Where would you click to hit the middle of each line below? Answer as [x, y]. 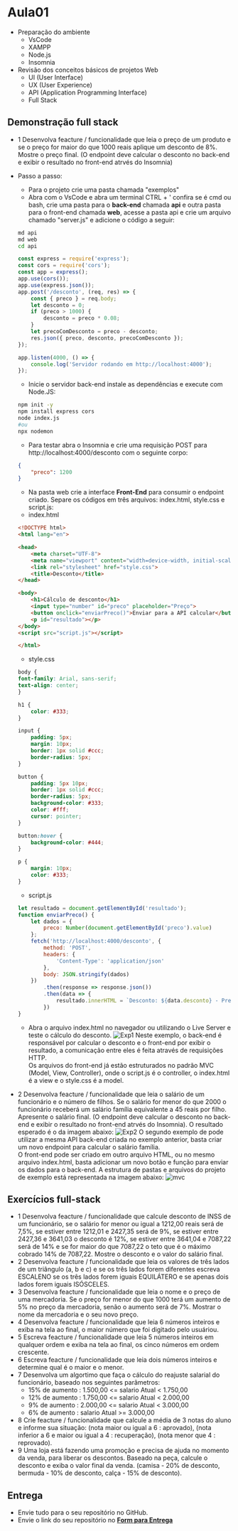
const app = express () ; [53, 272]
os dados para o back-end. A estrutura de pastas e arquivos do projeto [121, 1169]
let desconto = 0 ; [58, 305]
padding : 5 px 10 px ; [60, 783]
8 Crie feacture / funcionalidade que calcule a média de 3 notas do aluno [124, 1420]
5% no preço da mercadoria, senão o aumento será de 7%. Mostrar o [119, 1307]
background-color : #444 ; [67, 843]
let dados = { [52, 921]
